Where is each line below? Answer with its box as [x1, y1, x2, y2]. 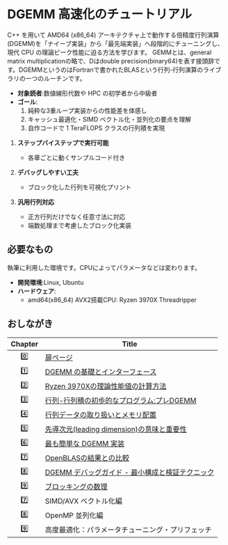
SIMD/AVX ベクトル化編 [44, 496, 123, 506]
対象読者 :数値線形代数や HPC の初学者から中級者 [17, 88, 158, 97]
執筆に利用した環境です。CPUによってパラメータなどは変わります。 [7, 263, 202, 271]
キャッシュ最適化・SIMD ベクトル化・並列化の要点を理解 [27, 115, 192, 123]
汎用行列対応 [17, 198, 54, 206]
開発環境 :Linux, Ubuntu [17, 278, 84, 286]
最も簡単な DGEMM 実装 [44, 439, 125, 449]
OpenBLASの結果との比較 [44, 453, 130, 463]
